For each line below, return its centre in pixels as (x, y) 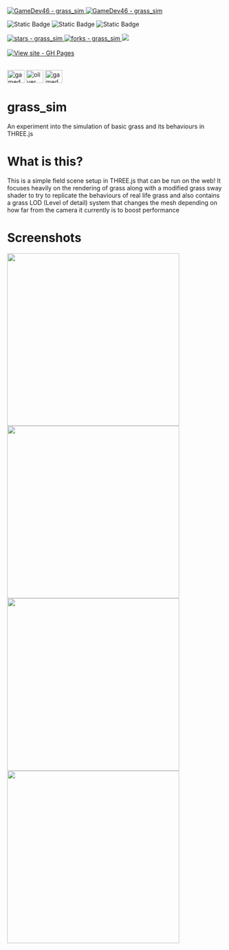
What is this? (45, 162)
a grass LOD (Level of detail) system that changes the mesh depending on (112, 202)
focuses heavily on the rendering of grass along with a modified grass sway (115, 188)
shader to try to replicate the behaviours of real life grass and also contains (113, 195)
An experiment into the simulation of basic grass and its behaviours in (106, 126)
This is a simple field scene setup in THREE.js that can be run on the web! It (114, 180)
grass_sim (37, 107)
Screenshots (44, 238)
